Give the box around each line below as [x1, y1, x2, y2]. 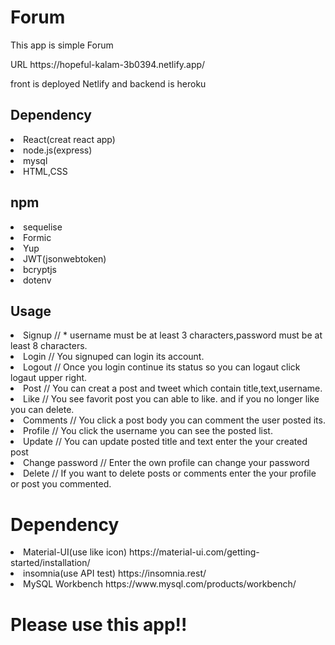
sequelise [23, 221, 63, 233]
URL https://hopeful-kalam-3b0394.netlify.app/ [10, 58, 206, 70]
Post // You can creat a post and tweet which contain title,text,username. [23, 382, 323, 395]
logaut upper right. [10, 372, 88, 384]
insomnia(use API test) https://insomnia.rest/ [23, 567, 207, 580]
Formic [23, 231, 52, 243]
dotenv [23, 274, 52, 286]
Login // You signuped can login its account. [23, 351, 205, 363]
